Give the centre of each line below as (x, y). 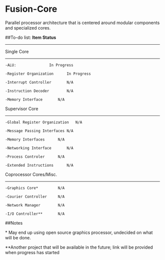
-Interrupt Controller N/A (39, 82)
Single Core (17, 51)
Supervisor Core (22, 109)
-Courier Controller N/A (35, 197)
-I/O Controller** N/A (35, 214)
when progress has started (32, 252)
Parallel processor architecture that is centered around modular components (82, 23)
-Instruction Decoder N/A (39, 91)
